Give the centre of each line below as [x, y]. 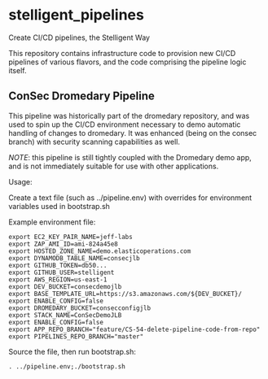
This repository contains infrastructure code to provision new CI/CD [122, 53]
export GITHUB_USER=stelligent [62, 272]
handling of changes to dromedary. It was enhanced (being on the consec [133, 133]
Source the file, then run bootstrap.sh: [72, 351]
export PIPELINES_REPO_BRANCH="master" [76, 336]
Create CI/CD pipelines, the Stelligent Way [79, 37]
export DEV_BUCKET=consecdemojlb [65, 286]
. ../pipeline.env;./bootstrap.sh [67, 366]
